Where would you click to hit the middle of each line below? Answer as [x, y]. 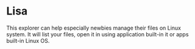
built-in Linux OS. [28, 41]
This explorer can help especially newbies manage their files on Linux [94, 28]
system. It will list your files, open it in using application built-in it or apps [97, 34]
